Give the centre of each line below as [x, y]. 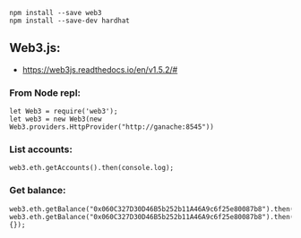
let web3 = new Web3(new [56, 119]
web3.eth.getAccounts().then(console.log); [92, 168]
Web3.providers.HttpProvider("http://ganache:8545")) [112, 127]
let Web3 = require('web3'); [64, 112]
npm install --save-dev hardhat [69, 21]
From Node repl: [45, 92]
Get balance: [38, 191]
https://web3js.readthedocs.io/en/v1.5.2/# [100, 69]
